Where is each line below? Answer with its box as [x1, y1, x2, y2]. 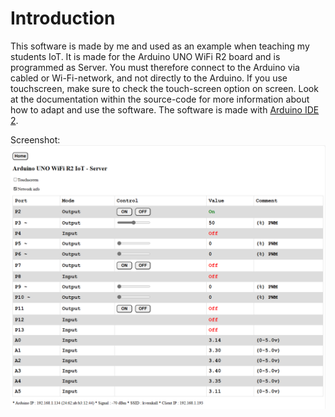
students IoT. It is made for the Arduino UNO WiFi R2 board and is [10, 50, 281, 62]
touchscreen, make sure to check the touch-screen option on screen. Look [10, 82, 319, 94]
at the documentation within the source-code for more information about [10, 93, 310, 105]
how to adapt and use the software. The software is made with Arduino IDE [10, 103, 320, 116]
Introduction [10, 7, 116, 30]
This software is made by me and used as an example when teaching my [10, 40, 310, 52]
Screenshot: [10, 133, 61, 146]
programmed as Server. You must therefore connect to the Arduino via [10, 61, 300, 73]
